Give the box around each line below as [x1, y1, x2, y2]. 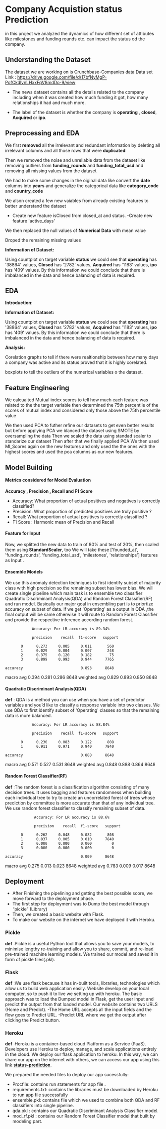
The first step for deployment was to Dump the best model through [12, 901, 150, 907]
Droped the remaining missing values [5, 237, 81, 243]
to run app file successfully [12, 1092, 68, 1098]
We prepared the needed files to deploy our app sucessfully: [5, 1072, 129, 1078]
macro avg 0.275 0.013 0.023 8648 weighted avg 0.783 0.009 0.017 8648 [5, 863, 156, 869]
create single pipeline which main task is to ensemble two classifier [5, 590, 143, 596]
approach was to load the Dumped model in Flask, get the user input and [5, 996, 154, 1002]
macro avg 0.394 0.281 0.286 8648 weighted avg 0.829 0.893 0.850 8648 [5, 675, 157, 680]
